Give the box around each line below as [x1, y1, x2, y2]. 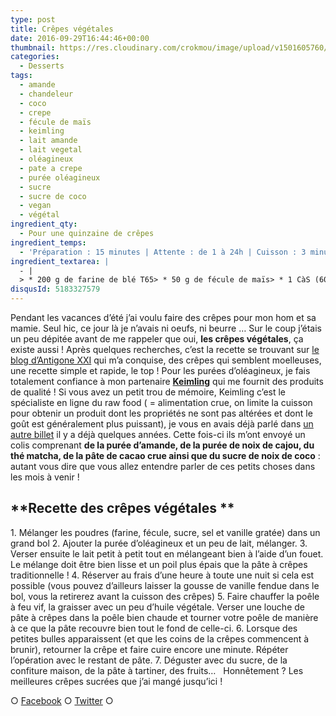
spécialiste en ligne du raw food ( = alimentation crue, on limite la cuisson [10, 397, 313, 408]
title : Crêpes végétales [10, 24, 114, 34]
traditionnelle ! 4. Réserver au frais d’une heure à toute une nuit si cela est [10, 569, 315, 581]
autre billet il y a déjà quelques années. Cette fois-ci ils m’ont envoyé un [10, 429, 306, 440]
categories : [10, 52, 60, 62]
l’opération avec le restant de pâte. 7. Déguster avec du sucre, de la [10, 654, 288, 666]
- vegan [19, 201, 52, 211]
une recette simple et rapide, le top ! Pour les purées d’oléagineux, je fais [10, 365, 311, 376]
